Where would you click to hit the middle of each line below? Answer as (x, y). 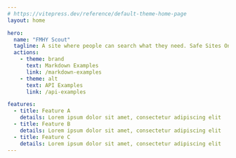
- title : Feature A (42, 111)
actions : (26, 53)
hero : (15, 33)
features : (22, 105)
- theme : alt (39, 79)
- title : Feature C (42, 137)
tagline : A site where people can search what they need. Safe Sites (117, 46)
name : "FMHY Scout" (42, 39)
